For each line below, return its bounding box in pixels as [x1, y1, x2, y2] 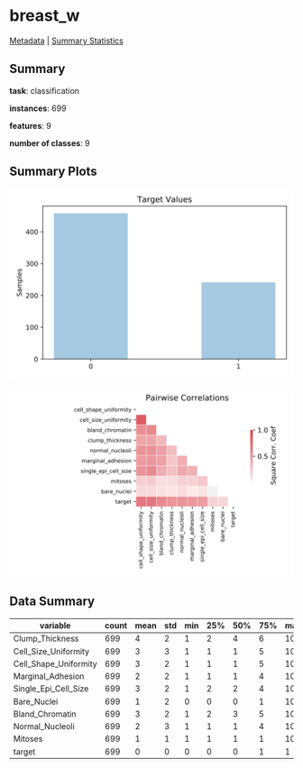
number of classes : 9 [9, 137, 90, 149]
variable [39, 620, 71, 631]
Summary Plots [9, 164, 97, 179]
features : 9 [9, 120, 51, 131]
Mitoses [13, 734, 43, 745]
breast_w [9, 5, 80, 26]
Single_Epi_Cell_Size [13, 683, 89, 694]
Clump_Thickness [13, 633, 79, 645]
